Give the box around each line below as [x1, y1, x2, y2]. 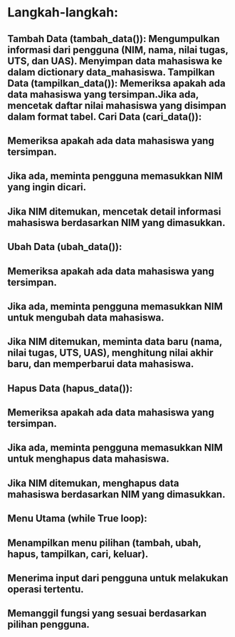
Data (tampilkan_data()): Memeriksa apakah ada [7, 77, 226, 89]
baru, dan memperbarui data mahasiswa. [7, 358, 194, 371]
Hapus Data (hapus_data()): [7, 382, 133, 394]
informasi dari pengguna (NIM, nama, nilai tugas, [7, 43, 229, 56]
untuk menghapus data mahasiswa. [7, 453, 169, 465]
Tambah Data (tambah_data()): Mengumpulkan [7, 33, 220, 45]
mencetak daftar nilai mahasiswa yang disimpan [7, 99, 226, 111]
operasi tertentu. [7, 584, 84, 596]
